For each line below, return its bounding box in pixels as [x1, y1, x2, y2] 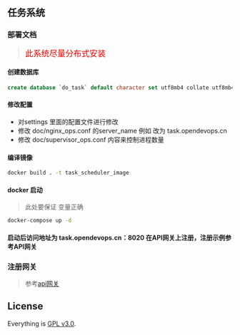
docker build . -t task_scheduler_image [7, 170, 130, 177]
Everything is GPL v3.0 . [7, 319, 76, 328]
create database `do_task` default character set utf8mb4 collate [7, 84, 209, 91]
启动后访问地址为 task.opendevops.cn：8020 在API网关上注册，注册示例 [7, 233, 226, 242]
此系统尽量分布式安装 [24, 48, 106, 58]
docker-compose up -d [7, 217, 72, 225]
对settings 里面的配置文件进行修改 [17, 117, 119, 126]
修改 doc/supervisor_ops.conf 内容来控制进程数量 [17, 135, 164, 144]
